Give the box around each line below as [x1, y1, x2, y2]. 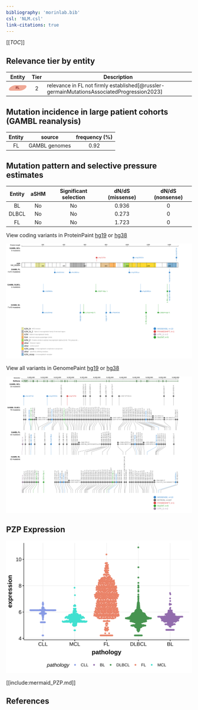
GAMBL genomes [28, 142, 71, 149]
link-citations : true [6, 22, 60, 28]
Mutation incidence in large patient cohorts [6, 107, 169, 117]
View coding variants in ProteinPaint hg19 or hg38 [6, 232, 128, 239]
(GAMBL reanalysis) [6, 116, 81, 126]
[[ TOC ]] [6, 39, 25, 46]
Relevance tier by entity [6, 56, 95, 66]
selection [61, 194, 85, 201]
